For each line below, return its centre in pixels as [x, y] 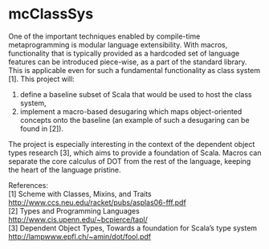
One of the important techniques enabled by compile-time [104, 36]
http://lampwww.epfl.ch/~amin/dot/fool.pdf [79, 236]
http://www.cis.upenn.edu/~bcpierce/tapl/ [78, 219]
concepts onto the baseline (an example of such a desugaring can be [135, 120]
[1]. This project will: [41, 79]
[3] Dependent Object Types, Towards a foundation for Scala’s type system [133, 228]
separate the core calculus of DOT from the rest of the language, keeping [130, 161]
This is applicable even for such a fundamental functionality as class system [134, 70]
